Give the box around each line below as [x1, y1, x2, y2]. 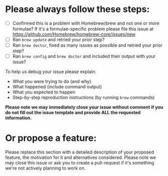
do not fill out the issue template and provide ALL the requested [5, 110, 141, 116]
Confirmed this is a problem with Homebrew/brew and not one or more [12, 20, 159, 26]
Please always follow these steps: [5, 4, 150, 15]
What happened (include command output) [12, 84, 102, 90]
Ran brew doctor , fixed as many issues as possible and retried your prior [12, 42, 163, 48]
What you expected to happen [12, 89, 75, 95]
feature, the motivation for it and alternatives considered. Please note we [5, 154, 156, 160]
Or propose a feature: [5, 132, 97, 144]
